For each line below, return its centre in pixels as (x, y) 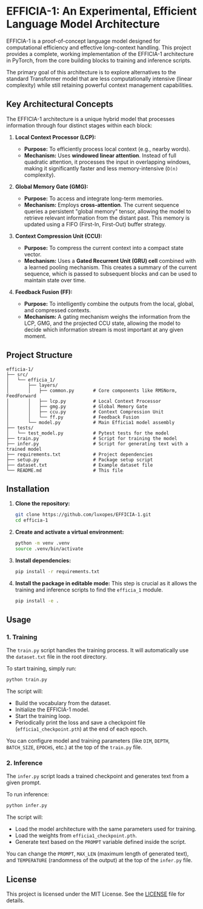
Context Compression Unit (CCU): (58, 236)
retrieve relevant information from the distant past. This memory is (107, 218)
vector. (33, 254)
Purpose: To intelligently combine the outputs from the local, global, (109, 304)
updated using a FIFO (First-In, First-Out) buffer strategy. (95, 224)
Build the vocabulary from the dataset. (63, 703)
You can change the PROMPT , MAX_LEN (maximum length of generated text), (98, 854)
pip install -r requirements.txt (57, 571)
